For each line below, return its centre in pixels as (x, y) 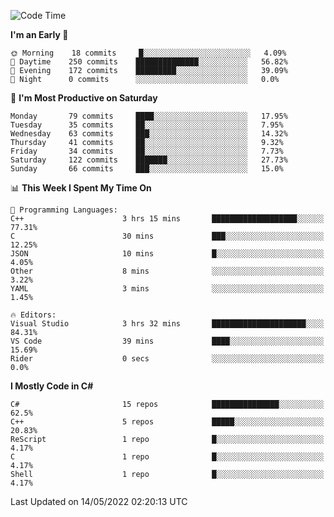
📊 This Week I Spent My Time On (81, 188)
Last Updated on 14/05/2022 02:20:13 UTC (99, 501)
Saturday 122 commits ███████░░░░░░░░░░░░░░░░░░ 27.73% (149, 160)
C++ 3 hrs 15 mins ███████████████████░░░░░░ (167, 219)
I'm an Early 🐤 (39, 34)
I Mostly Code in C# (52, 386)
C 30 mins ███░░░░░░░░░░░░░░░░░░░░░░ (167, 236)
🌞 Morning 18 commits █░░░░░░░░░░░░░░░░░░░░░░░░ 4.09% (148, 53)
